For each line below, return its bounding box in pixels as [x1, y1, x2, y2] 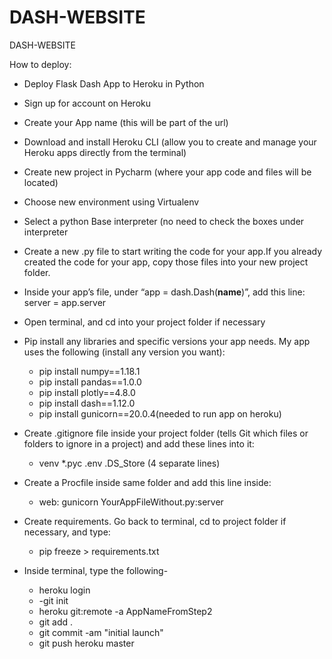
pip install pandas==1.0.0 [38, 376, 142, 388]
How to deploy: [9, 58, 72, 70]
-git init [38, 594, 69, 606]
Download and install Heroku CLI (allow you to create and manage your [23, 136, 317, 148]
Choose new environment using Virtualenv [23, 196, 200, 208]
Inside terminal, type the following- [23, 564, 169, 576]
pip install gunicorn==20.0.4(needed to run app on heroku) [38, 407, 282, 420]
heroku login [38, 584, 91, 596]
